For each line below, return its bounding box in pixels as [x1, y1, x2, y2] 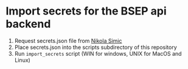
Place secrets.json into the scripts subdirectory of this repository [14, 44, 177, 51]
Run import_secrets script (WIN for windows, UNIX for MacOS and [14, 50, 182, 57]
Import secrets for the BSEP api [5, 4, 167, 18]
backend [5, 17, 51, 31]
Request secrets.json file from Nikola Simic [14, 37, 122, 44]
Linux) [14, 56, 31, 64]
